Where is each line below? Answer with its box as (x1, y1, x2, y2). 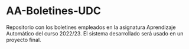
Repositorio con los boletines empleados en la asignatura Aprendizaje (6, 24, 176, 31)
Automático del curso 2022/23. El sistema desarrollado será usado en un (6, 30, 184, 37)
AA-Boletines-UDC (6, 4, 102, 18)
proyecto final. (6, 36, 41, 43)
